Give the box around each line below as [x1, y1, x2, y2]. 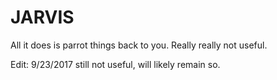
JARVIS [10, 6, 75, 29]
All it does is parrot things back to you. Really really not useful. [10, 39, 268, 51]
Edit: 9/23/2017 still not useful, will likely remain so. [10, 58, 221, 70]
